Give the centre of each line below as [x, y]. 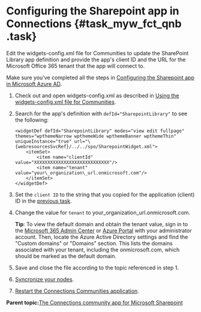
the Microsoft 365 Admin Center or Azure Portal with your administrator [103, 230]
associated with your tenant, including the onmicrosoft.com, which [97, 250]
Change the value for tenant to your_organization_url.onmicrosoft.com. [103, 212]
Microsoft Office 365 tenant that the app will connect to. [76, 66]
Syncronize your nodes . [44, 279]
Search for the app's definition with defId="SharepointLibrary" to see [101, 113]
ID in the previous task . [43, 201]
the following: [32, 120]
